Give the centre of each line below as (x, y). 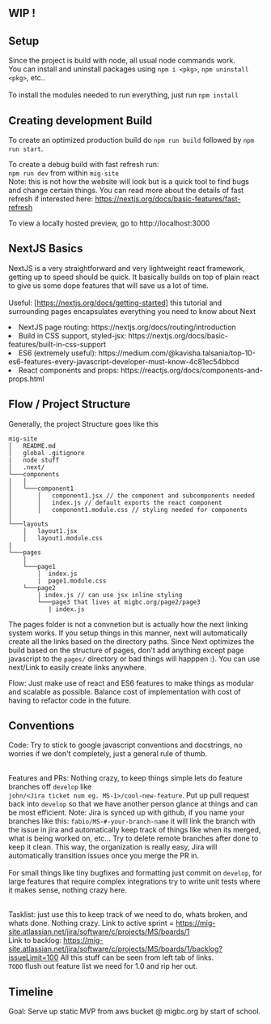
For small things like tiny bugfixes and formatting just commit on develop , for (135, 873)
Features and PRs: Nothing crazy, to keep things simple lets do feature (126, 778)
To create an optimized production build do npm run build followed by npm (131, 140)
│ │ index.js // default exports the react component (115, 502)
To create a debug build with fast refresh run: (84, 165)
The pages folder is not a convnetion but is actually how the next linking (128, 624)
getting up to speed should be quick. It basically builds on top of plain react (134, 277)
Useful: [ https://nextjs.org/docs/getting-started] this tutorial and (115, 303)
